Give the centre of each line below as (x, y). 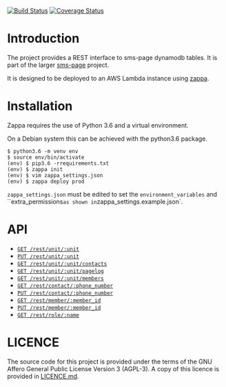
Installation (40, 106)
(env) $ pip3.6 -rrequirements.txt (58, 163)
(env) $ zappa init (35, 169)
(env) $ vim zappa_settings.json (55, 175)
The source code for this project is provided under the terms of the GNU (110, 361)
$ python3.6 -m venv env (43, 151)
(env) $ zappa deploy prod (46, 181)
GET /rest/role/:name (48, 315)
